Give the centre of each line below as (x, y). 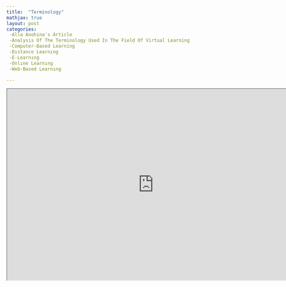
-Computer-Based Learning (42, 47)
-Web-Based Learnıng (35, 69)
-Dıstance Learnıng (34, 52)
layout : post (23, 23)
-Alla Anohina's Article (40, 35)
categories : (21, 29)
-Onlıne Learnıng (31, 63)
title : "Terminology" (35, 12)
